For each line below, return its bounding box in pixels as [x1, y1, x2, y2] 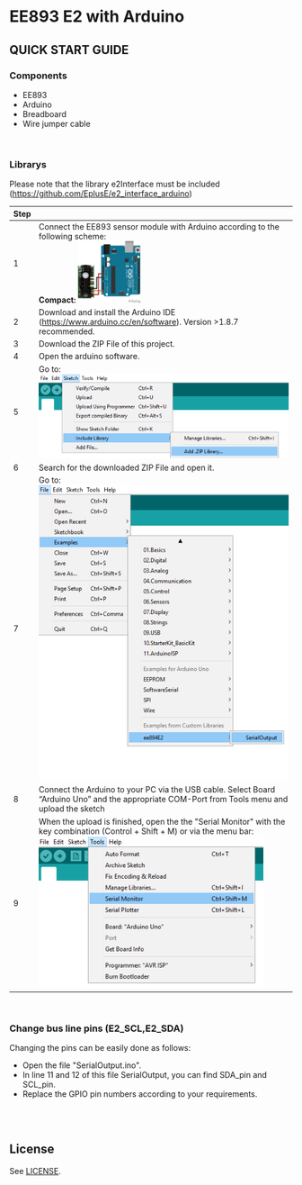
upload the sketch [39, 803, 105, 814]
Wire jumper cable [22, 118, 92, 129]
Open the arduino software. [39, 351, 140, 362]
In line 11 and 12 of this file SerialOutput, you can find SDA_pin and [22, 1070, 268, 1081]
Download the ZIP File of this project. [39, 339, 175, 349]
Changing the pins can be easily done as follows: [9, 1043, 191, 1054]
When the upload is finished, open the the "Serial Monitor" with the [39, 816, 286, 827]
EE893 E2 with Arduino [9, 6, 185, 27]
